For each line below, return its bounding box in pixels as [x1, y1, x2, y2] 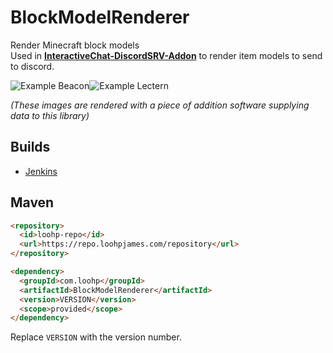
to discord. [10, 60, 55, 72]
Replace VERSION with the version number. [10, 331, 182, 343]
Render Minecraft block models [10, 39, 140, 51]
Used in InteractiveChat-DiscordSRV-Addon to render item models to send [10, 49, 323, 61]
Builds [10, 139, 51, 156]
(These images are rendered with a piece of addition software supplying [10, 99, 310, 111]
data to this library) [10, 109, 90, 121]
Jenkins [24, 165, 58, 177]
